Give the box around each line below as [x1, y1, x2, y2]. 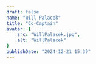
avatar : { [6, 26, 32, 32]
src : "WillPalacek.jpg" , [17, 32, 80, 38]
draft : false [6, 9, 39, 15]
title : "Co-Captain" [6, 20, 59, 26]
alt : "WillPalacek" [17, 37, 67, 43]
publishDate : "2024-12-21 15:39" [6, 49, 91, 55]
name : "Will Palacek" [6, 15, 61, 21]
